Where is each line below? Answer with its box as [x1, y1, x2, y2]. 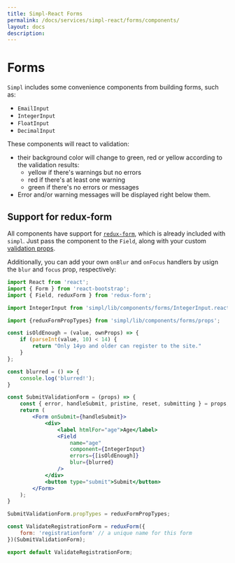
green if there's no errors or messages [27, 183, 139, 192]
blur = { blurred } [69, 459, 114, 466]
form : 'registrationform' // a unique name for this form [20, 529, 192, 536]
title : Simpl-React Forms [7, 10, 83, 17]
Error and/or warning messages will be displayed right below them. [17, 190, 211, 199]
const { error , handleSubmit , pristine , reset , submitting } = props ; [20, 400, 230, 408]
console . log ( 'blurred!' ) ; [20, 375, 96, 382]
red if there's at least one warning [27, 176, 126, 184]
